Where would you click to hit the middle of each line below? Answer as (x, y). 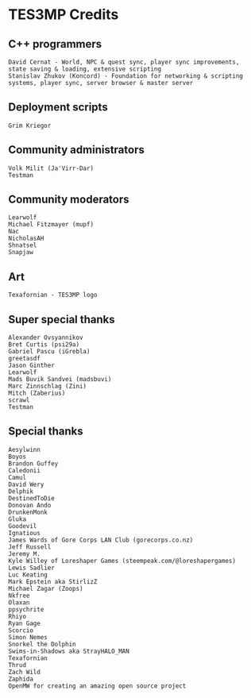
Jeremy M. (25, 553)
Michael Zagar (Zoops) (46, 588)
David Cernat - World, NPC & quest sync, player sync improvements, (124, 62)
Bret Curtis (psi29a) (44, 345)
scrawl (19, 400)
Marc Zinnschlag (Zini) (48, 387)
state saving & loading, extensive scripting (85, 69)
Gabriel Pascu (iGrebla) (49, 352)
